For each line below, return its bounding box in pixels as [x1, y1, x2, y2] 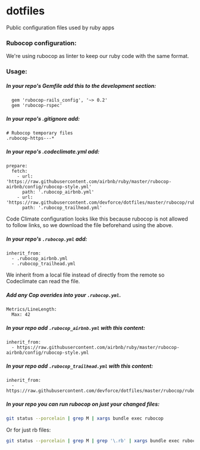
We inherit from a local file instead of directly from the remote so [6, 271, 165, 278]
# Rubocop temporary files [6, 130, 73, 136]
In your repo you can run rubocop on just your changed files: [6, 400, 160, 408]
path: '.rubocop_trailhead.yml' [21, 205, 102, 211]
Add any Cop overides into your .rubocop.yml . [6, 291, 121, 298]
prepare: [6, 163, 28, 169]
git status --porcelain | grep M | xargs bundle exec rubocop [6, 415, 164, 421]
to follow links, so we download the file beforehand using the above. [6, 222, 174, 229]
